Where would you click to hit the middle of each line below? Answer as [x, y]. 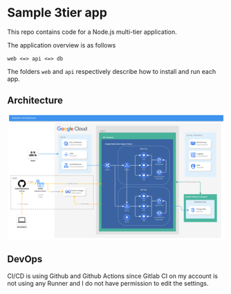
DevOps [25, 259]
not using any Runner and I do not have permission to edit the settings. [108, 283]
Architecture [35, 100]
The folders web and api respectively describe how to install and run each [112, 71]
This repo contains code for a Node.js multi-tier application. [92, 32]
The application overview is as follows [62, 45]
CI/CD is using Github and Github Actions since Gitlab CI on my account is [112, 276]
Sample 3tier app [57, 13]
